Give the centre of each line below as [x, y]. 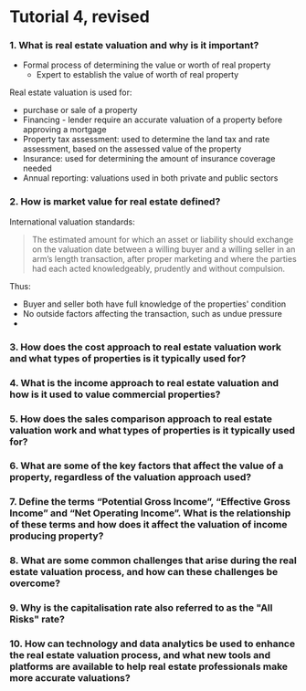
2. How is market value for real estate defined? [115, 202]
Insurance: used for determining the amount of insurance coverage [149, 159]
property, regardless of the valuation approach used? [131, 477]
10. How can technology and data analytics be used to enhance [152, 644]
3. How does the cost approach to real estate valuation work [145, 347]
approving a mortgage [64, 130]
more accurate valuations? [70, 678]
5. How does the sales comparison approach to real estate [141, 419]
